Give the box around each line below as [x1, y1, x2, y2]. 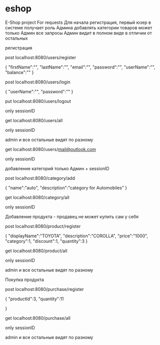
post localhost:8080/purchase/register [5, 286, 84, 292]
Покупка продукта [5, 276, 45, 282]
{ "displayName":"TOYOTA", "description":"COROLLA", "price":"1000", [5, 233, 149, 239]
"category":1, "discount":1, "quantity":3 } [5, 238, 88, 244]
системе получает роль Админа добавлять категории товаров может [5, 24, 153, 30]
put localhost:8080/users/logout [5, 98, 71, 104]
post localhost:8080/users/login [5, 79, 71, 85]
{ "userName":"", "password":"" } [5, 88, 73, 94]
